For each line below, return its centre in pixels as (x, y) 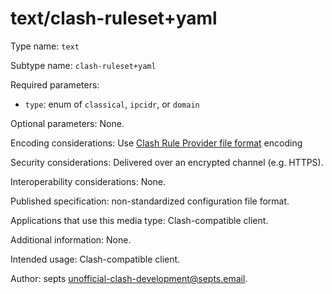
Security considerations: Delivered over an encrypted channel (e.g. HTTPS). (167, 162)
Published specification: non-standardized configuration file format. (150, 201)
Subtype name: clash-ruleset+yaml (83, 65)
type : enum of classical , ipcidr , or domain (112, 104)
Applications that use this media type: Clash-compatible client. (139, 220)
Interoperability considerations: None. (88, 181)
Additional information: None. (71, 239)
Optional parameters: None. (67, 123)
